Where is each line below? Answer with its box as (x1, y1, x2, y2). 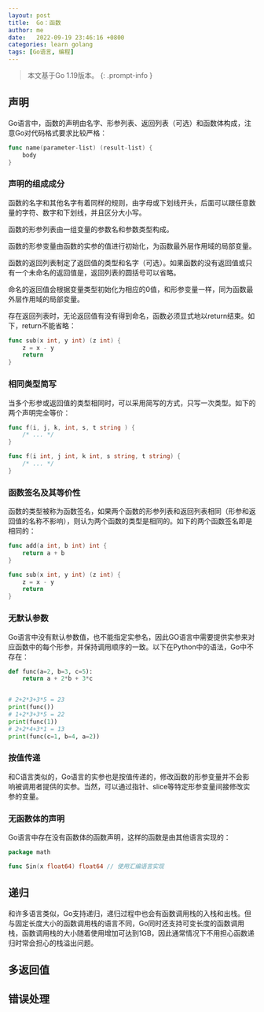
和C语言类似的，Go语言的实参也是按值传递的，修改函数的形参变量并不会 (8, 772, 244, 781)
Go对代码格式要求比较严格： (14, 127, 108, 138)
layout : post (8, 11, 51, 20)
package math (8, 848, 51, 856)
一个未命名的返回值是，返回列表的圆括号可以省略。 (14, 268, 181, 277)
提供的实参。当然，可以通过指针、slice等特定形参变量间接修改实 (42, 781, 251, 791)
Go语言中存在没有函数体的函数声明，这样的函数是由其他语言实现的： (8, 833, 231, 842)
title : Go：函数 (8, 19, 61, 27)
